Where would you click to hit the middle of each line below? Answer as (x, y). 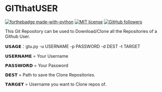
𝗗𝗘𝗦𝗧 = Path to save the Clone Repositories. (50, 75)
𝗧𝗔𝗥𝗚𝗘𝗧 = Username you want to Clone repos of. (56, 84)
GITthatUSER (32, 8)
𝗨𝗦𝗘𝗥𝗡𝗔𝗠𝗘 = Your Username (37, 56)
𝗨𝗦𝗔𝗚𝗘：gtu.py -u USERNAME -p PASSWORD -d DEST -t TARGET (73, 46)
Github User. (18, 36)
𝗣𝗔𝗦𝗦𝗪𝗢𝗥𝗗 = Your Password (37, 65)
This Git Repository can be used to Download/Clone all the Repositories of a (81, 31)
